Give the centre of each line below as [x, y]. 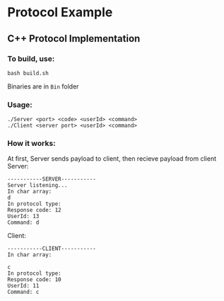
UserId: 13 [23, 217]
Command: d [23, 223]
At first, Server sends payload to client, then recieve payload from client [112, 159]
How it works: [31, 144]
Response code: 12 [34, 210]
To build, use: [31, 59]
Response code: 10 [34, 280]
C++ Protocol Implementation [74, 39]
